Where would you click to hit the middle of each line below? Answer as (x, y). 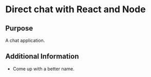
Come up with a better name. (43, 69)
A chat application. (25, 40)
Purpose (19, 28)
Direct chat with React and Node (75, 9)
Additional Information (42, 56)
